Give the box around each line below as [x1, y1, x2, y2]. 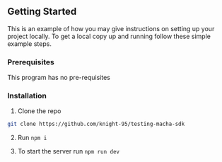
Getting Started [7, 6, 77, 18]
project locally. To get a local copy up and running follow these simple [7, 32, 211, 40]
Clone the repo [17, 107, 62, 115]
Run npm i [17, 134, 47, 142]
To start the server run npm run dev [17, 147, 120, 156]
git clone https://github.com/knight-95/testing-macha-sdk [7, 120, 185, 128]
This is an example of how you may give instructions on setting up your [7, 24, 215, 33]
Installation [7, 91, 47, 101]
